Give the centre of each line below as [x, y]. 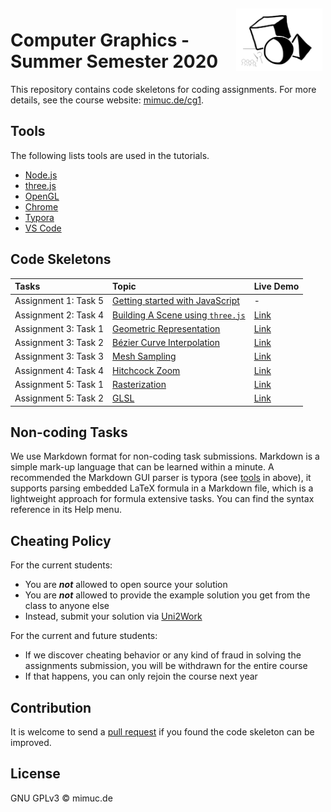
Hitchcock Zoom [146, 370]
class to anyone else [67, 606]
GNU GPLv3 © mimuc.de [61, 798]
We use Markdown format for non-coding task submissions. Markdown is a [165, 456]
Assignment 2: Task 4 [59, 315]
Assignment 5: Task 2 [59, 398]
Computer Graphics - [100, 40]
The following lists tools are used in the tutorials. [110, 155]
